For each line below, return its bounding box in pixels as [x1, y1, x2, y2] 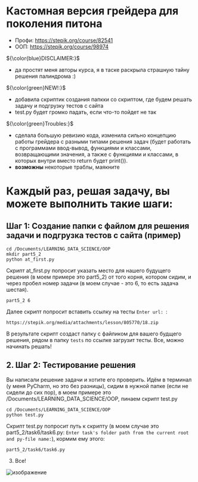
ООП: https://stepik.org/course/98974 [14, 43, 109, 50]
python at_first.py [6, 256, 55, 263]
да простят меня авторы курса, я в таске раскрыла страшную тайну [14, 66, 190, 73]
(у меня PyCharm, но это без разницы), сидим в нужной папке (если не [6, 382, 189, 389]
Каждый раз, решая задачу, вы [6, 184, 170, 198]
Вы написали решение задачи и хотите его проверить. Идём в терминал [6, 376, 192, 383]
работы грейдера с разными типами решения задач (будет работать [14, 138, 191, 145]
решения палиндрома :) [14, 72, 76, 80]
